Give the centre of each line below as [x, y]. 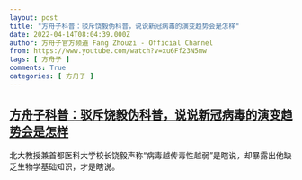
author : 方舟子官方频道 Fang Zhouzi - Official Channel [111, 43]
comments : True [38, 68]
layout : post [34, 18]
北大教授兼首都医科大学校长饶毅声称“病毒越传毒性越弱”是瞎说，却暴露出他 [147, 155]
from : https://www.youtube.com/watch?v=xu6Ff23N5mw [108, 51]
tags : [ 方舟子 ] [40, 59]
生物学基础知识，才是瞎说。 [68, 166]
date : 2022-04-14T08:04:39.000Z [70, 34]
